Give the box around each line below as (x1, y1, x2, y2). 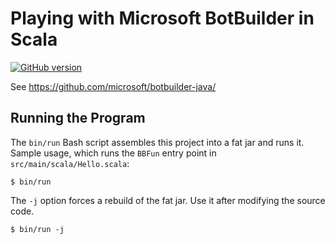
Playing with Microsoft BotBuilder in (10, 7, 315, 30)
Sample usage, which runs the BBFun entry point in (10, 147, 217, 159)
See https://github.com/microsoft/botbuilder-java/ (10, 80, 217, 92)
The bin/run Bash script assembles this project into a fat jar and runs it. (10, 136, 305, 148)
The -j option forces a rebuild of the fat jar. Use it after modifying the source (10, 194, 326, 206)
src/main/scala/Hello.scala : (10, 157, 130, 169)
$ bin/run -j (10, 224, 65, 234)
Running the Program (10, 110, 146, 127)
